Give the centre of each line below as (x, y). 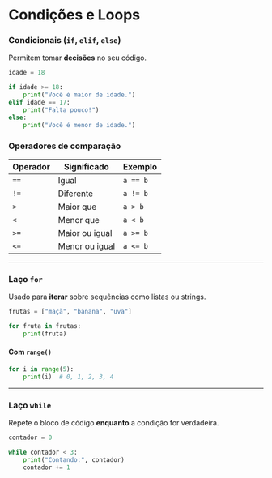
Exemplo (140, 166)
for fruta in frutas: (45, 326)
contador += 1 (47, 467)
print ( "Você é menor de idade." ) (79, 125)
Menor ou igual (87, 246)
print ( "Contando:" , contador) (74, 459)
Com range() (30, 352)
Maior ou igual (85, 233)
